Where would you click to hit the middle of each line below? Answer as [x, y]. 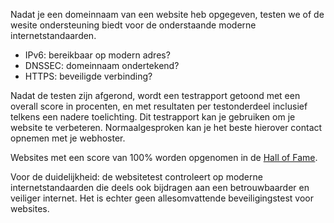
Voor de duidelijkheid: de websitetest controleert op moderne [136, 177]
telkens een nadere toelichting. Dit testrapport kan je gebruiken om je [153, 117]
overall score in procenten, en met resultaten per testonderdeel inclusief [159, 106]
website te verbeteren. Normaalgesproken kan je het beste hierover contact [166, 127]
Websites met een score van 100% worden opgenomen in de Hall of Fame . [164, 157]
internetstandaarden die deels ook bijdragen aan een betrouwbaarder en [160, 187]
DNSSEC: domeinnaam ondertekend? [102, 65]
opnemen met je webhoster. [68, 138]
